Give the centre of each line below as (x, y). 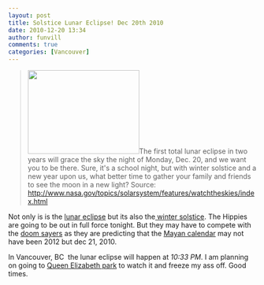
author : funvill (35, 37)
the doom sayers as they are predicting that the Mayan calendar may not (126, 233)
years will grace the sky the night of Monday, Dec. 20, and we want (137, 159)
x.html (37, 201)
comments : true (33, 45)
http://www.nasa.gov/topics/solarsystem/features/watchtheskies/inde (141, 193)
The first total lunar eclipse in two (193, 151)
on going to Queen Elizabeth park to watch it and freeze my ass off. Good (127, 265)
